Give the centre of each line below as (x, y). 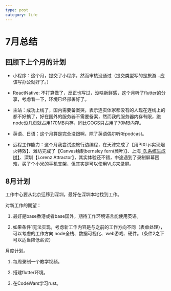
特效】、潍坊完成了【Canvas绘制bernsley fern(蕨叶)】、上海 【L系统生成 (91, 151)
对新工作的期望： (23, 206)
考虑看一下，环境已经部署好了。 (56, 99)
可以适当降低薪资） (33, 240)
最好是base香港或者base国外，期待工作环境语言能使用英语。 (77, 216)
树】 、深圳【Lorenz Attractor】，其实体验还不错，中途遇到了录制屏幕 (84, 157)
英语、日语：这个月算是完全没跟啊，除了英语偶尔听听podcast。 (80, 133)
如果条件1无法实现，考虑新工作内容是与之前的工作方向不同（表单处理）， (89, 227)
